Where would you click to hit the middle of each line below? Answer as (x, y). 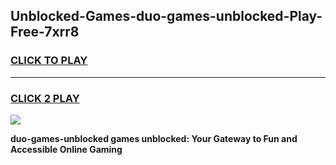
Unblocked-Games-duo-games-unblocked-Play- (166, 16)
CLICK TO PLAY (49, 61)
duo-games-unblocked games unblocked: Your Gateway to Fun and (154, 138)
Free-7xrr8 (45, 32)
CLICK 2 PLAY (45, 98)
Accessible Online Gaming (66, 149)
